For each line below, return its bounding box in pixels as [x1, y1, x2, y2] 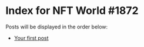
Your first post [14, 34, 49, 41]
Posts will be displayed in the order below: [5, 23, 108, 30]
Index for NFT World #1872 [5, 4, 139, 17]
